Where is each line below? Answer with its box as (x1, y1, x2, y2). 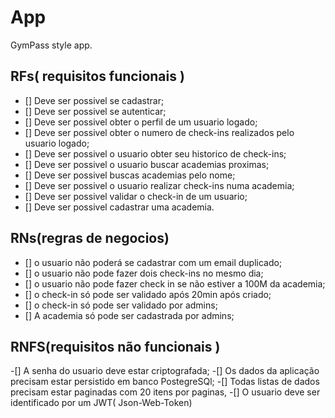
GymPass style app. (10, 39, 93, 51)
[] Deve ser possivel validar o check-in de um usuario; (24, 190, 248, 202)
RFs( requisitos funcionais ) (10, 68, 185, 85)
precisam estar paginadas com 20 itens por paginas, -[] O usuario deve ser (10, 386, 321, 398)
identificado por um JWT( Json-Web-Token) (10, 397, 193, 409)
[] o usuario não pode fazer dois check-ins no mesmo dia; (24, 267, 264, 279)
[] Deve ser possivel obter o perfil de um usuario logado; (24, 116, 258, 128)
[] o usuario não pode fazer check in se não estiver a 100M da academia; (24, 277, 326, 290)
